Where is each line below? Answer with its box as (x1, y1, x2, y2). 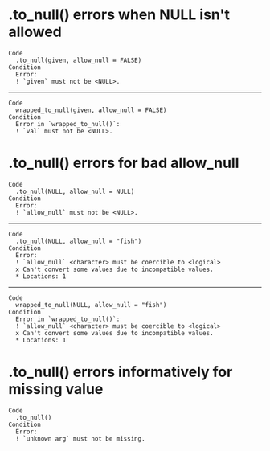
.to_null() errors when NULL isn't (8, 6, 231, 24)
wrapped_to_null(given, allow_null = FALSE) (15, 106, 167, 114)
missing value (8, 380, 104, 399)
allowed (8, 23, 62, 41)
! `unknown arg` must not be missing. (15, 434, 146, 443)
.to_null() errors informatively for (8, 363, 233, 381)
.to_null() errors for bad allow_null (8, 154, 239, 172)
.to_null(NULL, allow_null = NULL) (15, 187, 135, 195)
